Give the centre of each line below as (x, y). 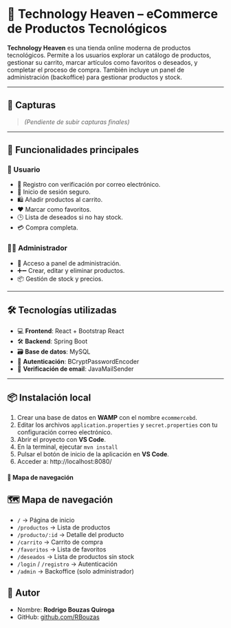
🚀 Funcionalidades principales (73, 150)
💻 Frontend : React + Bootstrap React (70, 331)
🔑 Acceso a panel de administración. (69, 263)
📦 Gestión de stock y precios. (60, 278)
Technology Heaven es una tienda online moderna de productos (99, 48)
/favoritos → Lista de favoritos (62, 549)
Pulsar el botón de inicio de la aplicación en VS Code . (93, 454)
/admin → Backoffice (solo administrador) (75, 571)
